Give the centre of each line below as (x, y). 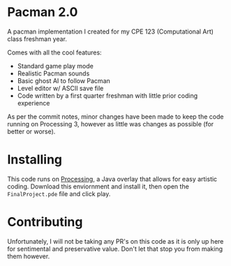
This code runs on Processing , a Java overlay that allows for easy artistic (112, 179)
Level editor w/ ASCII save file (60, 88)
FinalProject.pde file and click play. (59, 193)
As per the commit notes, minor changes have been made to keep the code (115, 117)
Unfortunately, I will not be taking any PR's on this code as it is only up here (115, 241)
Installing (35, 160)
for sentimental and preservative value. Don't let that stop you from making (115, 249)
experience (33, 103)
